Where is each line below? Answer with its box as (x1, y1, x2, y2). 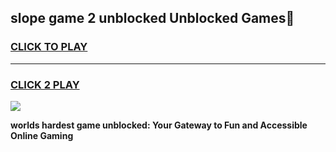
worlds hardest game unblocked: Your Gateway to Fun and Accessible (10, 119, 308, 131)
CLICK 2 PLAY (10, 77, 80, 91)
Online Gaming (10, 129, 74, 141)
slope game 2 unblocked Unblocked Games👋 (10, 10, 295, 27)
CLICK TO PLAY (10, 40, 88, 54)
